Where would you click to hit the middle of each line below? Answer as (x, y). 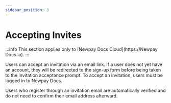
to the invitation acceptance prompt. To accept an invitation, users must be (84, 75)
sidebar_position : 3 (27, 10)
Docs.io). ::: (17, 54)
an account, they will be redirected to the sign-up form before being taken (83, 70)
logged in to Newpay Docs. (34, 80)
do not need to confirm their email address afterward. (62, 96)
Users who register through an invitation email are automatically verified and (86, 90)
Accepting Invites (43, 35)
